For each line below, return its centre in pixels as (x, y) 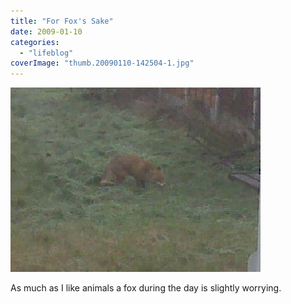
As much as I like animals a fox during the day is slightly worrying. (146, 288)
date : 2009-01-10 (46, 31)
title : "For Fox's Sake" (62, 21)
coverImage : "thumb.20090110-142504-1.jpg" (102, 63)
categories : (35, 42)
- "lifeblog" (46, 53)
